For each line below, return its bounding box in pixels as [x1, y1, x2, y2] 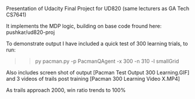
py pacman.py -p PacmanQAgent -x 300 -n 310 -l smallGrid [35, 58, 179, 64]
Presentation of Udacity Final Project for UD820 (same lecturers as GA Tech [6, 5, 190, 12]
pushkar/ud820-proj [6, 29, 55, 36]
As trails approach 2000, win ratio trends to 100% [6, 87, 126, 93]
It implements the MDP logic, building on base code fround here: [6, 23, 162, 29]
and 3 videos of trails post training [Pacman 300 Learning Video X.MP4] [6, 76, 180, 82]
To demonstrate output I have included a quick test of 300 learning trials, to [6, 40, 189, 47]
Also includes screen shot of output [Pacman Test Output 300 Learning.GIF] [6, 69, 190, 76]
